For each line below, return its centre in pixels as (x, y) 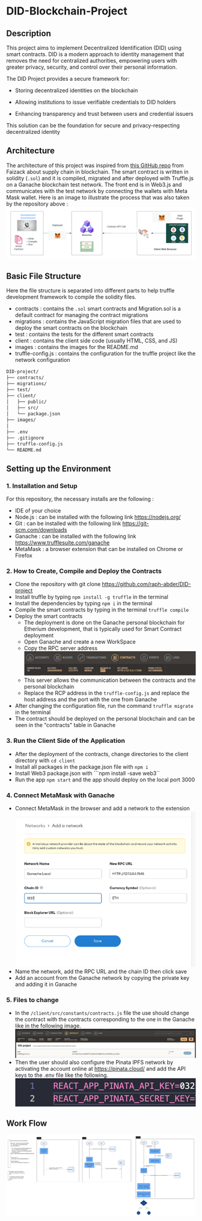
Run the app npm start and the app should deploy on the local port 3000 (105, 780)
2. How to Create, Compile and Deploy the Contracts (84, 571)
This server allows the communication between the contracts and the (110, 680)
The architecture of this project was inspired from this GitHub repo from (95, 165)
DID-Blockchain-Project (67, 11)
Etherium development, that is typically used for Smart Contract (103, 629)
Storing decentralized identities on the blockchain (76, 90)
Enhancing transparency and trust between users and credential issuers (104, 114)
